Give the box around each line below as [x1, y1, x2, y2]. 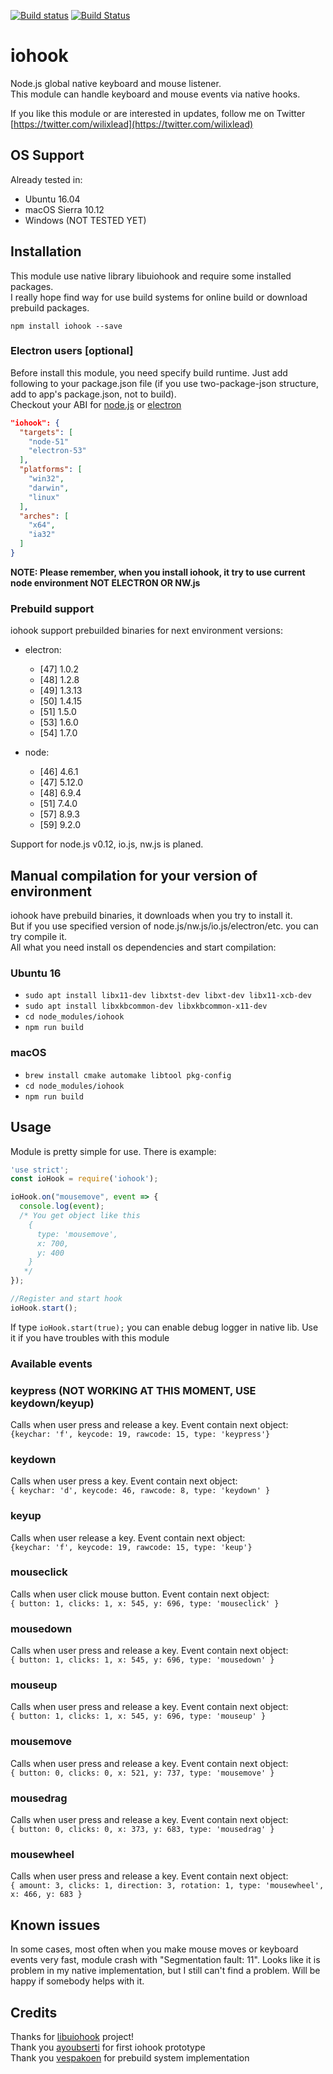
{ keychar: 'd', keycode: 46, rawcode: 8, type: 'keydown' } [10, 1486, 271, 1496]
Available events [10, 1356, 93, 1370]
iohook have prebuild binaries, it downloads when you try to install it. [10, 910, 293, 922]
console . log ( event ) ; [19, 1201, 105, 1212]
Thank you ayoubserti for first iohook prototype [10, 2041, 206, 2053]
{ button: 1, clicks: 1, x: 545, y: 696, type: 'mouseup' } [10, 1711, 267, 1722]
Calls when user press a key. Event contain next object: [10, 1475, 238, 1487]
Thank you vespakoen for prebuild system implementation [10, 2051, 250, 2064]
